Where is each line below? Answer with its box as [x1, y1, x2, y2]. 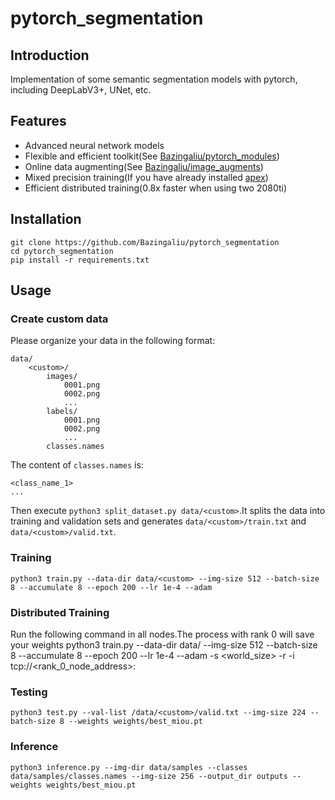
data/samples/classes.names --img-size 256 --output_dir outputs [10, 771, 288, 781]
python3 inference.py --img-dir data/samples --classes [10, 762, 248, 772]
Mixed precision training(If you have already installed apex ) [24, 171, 269, 183]
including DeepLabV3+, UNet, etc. [10, 84, 152, 96]
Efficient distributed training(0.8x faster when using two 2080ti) [24, 182, 288, 194]
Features [10, 113, 67, 130]
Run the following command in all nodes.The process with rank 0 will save [10, 628, 315, 640]
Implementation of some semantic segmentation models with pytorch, [10, 73, 298, 85]
